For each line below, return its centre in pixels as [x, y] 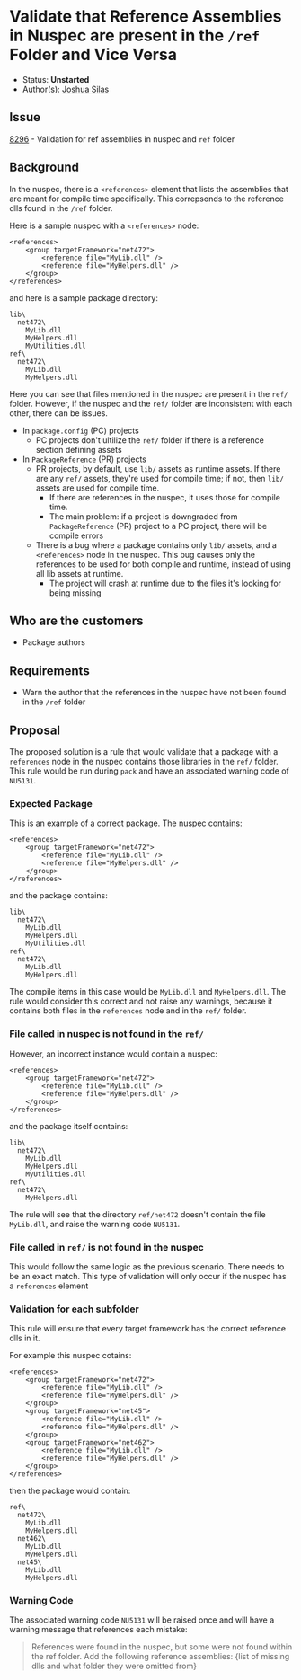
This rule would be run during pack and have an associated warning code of [149, 771]
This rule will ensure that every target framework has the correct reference [147, 1329]
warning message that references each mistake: [98, 1630]
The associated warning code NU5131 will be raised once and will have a [142, 1620]
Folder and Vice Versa [93, 55]
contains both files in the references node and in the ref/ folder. [128, 1011]
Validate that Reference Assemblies [146, 17]
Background [44, 168]
